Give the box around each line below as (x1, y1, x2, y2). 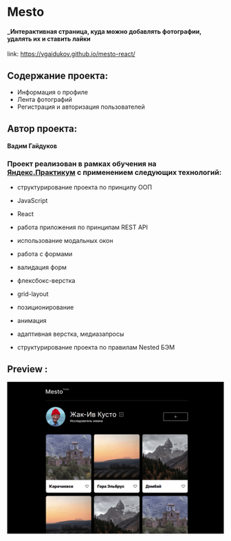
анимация (16, 317, 47, 325)
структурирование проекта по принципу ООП (16, 183, 153, 191)
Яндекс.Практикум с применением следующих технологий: (7, 168, 222, 178)
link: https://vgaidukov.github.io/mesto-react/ (7, 50, 135, 59)
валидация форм (16, 263, 67, 272)
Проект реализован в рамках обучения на (7, 159, 157, 169)
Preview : (7, 363, 48, 375)
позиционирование (16, 304, 74, 312)
